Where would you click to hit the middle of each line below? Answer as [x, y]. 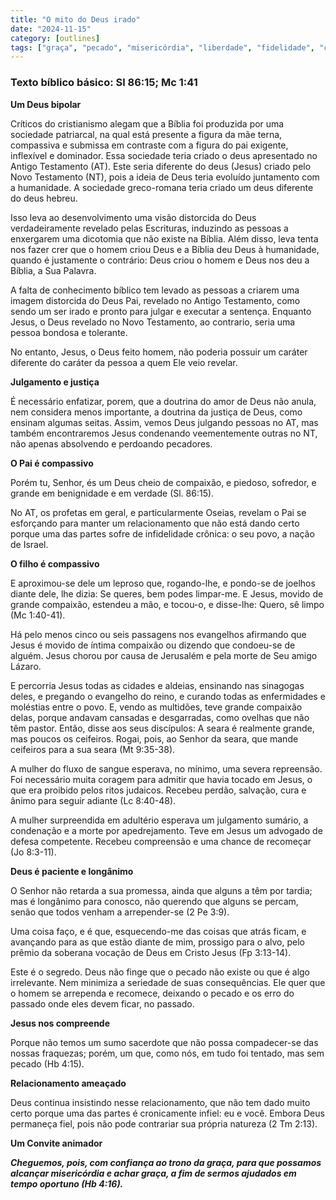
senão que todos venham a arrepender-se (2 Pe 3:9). [120, 912]
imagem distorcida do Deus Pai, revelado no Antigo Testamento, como [155, 300]
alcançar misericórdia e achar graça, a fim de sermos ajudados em [153, 1173]
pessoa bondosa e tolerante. [69, 332]
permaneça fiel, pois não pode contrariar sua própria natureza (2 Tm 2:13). [164, 1123]
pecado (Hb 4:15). [47, 1063]
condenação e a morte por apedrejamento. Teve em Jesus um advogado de [166, 830]
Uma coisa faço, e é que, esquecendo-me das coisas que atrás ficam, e [158, 931]
